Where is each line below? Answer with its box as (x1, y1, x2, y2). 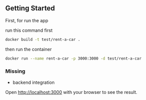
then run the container (5, 46, 52, 52)
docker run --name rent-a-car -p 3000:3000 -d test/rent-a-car (5, 56, 142, 61)
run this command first (5, 27, 53, 33)
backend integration (12, 79, 55, 85)
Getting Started (5, 4, 55, 13)
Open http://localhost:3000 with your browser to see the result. (5, 89, 138, 95)
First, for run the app (5, 17, 48, 23)
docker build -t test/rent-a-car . (5, 37, 81, 42)
